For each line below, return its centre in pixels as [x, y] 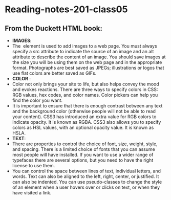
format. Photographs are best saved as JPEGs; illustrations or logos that [88, 68]
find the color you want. [37, 100]
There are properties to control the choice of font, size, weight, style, [85, 144]
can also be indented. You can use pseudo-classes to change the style [87, 182]
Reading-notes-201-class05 [66, 9]
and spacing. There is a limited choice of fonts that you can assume [84, 149]
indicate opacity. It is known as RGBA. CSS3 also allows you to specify [87, 122]
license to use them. [34, 165]
